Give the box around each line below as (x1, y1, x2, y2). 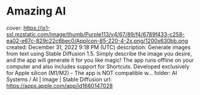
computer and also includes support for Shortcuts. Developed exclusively (6, 62, 190, 70)
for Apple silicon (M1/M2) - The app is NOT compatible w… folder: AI (6, 69, 178, 76)
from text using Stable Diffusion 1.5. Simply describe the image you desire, (6, 50, 192, 57)
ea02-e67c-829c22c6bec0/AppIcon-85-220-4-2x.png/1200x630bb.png (6, 37, 188, 44)
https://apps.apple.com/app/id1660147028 (6, 82, 113, 89)
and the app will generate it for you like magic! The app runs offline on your (6, 56, 194, 64)
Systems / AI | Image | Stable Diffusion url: (6, 76, 112, 83)
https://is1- (23, 24, 50, 31)
